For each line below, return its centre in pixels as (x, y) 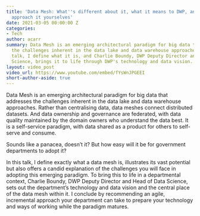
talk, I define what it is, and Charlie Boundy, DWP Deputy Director (99, 56)
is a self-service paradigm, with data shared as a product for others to (92, 127)
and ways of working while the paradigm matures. (68, 206)
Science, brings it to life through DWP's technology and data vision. (102, 61)
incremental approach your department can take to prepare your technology (100, 201)
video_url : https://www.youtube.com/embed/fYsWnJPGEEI (76, 73)
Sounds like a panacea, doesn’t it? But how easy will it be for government (96, 145)
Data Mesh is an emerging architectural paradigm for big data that (87, 95)
